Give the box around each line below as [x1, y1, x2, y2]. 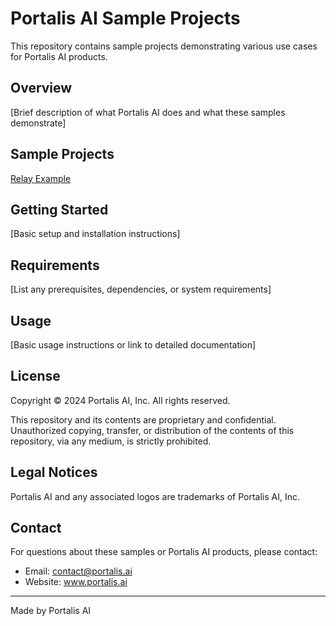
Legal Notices [10, 464, 98, 481]
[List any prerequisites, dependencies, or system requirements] [10, 283, 272, 296]
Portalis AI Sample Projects [10, 7, 241, 30]
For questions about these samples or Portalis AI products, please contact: [10, 546, 318, 558]
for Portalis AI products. [10, 50, 108, 62]
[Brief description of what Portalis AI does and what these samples [10, 106, 286, 118]
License [10, 368, 61, 385]
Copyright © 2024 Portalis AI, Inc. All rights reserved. [10, 394, 231, 406]
